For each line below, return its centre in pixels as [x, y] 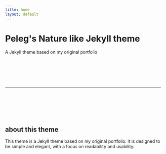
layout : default [22, 14]
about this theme [32, 129]
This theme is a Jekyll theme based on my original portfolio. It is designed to [83, 141]
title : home [17, 10]
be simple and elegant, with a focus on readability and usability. [70, 147]
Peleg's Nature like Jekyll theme [73, 39]
